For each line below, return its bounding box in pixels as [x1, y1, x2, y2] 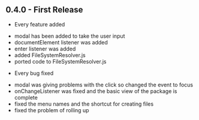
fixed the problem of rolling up [14, 106, 89, 113]
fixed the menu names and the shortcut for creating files [14, 100, 154, 107]
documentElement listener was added [14, 38, 108, 46]
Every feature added [14, 20, 65, 28]
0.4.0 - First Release [5, 5, 83, 15]
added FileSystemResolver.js [14, 51, 86, 59]
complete [14, 94, 38, 101]
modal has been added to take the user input [14, 32, 125, 40]
